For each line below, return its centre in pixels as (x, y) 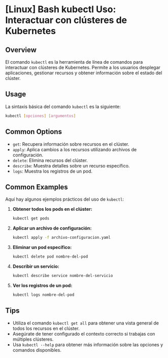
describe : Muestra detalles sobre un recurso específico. (71, 166)
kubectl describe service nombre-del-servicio (63, 276)
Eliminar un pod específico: (42, 247)
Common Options (34, 132)
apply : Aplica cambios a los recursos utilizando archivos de (75, 149)
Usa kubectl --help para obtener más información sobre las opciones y (88, 344)
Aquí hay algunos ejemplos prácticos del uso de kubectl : (65, 199)
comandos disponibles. (37, 350)
